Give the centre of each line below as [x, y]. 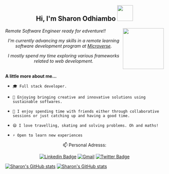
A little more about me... [31, 76]
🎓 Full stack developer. [39, 86]
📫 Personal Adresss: [84, 145]
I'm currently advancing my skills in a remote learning [64, 40]
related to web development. [64, 61]
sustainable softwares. [37, 102]
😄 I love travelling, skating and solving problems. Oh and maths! [86, 125]
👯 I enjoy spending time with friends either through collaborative [86, 111]
